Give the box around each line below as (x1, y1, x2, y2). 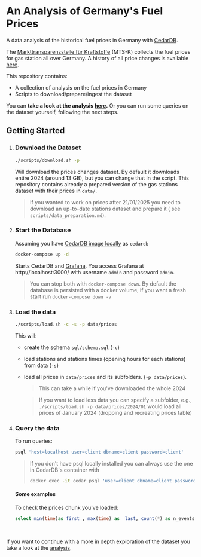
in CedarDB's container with (29, 466, 100, 473)
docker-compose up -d (14, 251, 69, 258)
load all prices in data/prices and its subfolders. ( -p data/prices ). (23, 373, 187, 380)
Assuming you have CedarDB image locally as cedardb (14, 240, 149, 247)
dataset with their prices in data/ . (14, 187, 98, 194)
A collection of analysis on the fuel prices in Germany (14, 84, 147, 91)
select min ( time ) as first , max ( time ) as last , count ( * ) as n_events (14, 516, 195, 522)
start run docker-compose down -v (29, 293, 112, 300)
